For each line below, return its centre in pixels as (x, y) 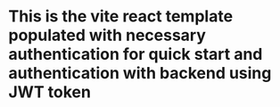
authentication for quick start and (136, 54)
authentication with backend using (140, 74)
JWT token (49, 92)
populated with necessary (107, 35)
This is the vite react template (121, 16)
